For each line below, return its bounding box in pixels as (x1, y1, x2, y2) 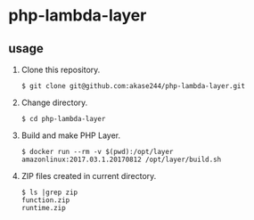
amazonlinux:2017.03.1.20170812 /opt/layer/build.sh (20, 155, 222, 164)
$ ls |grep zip (20, 188, 78, 197)
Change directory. (20, 97, 88, 108)
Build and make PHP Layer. (20, 130, 121, 141)
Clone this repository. (20, 64, 101, 75)
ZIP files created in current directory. (20, 171, 157, 181)
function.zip (20, 196, 70, 205)
